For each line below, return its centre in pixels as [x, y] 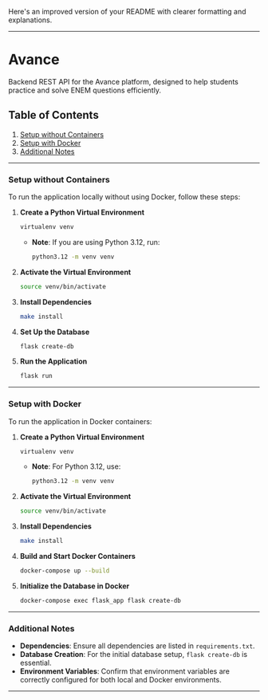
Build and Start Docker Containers [77, 556]
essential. [35, 663]
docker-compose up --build [65, 571]
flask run [36, 376]
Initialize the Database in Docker [75, 586]
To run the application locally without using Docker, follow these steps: [124, 197]
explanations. [30, 20]
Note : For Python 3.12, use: [76, 466]
